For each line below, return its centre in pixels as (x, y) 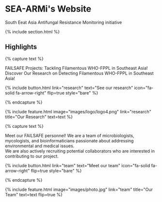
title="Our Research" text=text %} (39, 117)
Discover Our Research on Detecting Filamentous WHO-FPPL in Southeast (79, 73)
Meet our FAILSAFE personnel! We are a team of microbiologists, (70, 135)
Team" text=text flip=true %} (34, 194)
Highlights (21, 47)
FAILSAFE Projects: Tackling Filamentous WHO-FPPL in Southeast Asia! (76, 68)
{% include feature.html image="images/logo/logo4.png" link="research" (78, 111)
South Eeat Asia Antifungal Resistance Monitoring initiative (64, 22)
